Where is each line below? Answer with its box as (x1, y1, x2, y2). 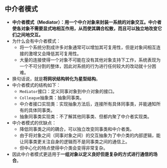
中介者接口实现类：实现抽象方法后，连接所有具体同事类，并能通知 (19, 101, 156, 107)
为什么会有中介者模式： (12, 38, 61, 44)
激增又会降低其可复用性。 (28, 50, 81, 56)
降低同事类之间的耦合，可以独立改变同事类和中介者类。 (19, 126, 134, 132)
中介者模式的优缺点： (12, 120, 56, 126)
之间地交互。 (16, 32, 43, 38)
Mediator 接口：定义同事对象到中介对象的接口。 (19, 88, 117, 94)
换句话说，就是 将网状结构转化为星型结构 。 (12, 75, 101, 81)
